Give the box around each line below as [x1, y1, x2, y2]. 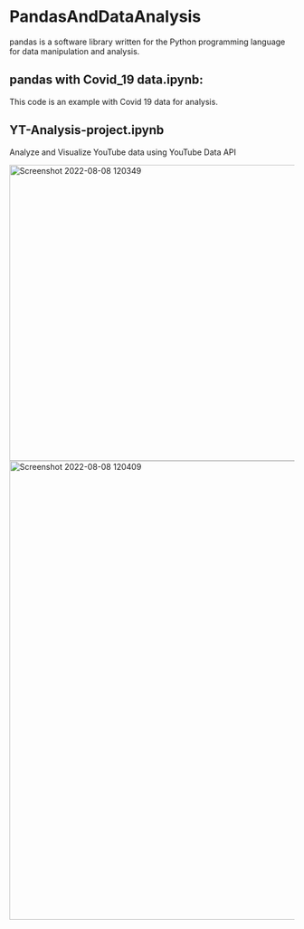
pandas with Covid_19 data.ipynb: [9, 72, 204, 88]
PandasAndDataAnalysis [9, 6, 202, 27]
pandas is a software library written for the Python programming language [9, 36, 286, 47]
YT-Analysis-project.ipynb [9, 122, 165, 138]
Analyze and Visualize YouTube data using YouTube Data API [9, 147, 237, 158]
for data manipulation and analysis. [9, 45, 140, 56]
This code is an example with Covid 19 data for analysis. [9, 96, 219, 107]
